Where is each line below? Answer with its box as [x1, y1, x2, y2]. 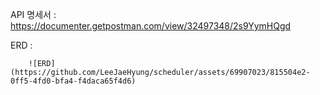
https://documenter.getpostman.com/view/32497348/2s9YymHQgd [10, 20, 292, 32]
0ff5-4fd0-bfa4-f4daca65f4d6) [10, 76, 137, 86]
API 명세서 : [10, 9, 57, 20]
